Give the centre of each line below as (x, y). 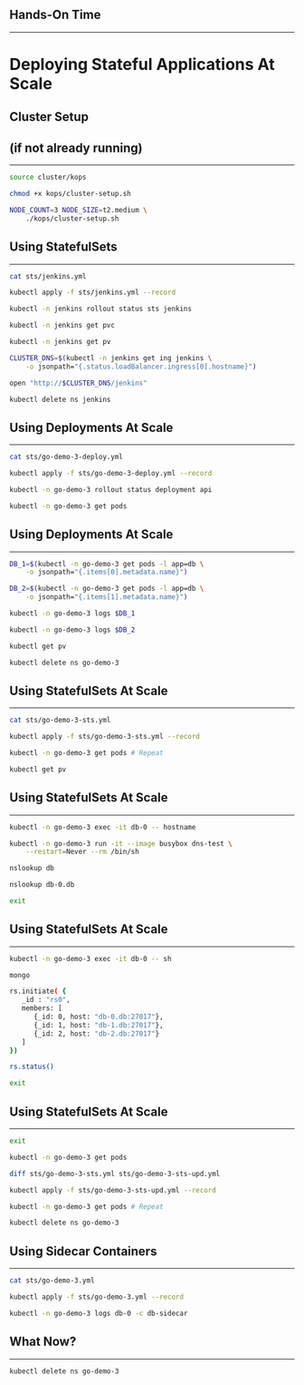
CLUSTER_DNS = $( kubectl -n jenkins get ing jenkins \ (111, 358)
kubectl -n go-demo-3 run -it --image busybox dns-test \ (121, 843)
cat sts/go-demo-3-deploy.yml (66, 457)
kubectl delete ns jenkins (60, 399)
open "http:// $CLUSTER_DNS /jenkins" (78, 383)
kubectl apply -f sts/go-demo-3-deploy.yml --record (111, 474)
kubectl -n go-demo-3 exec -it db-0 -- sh (90, 958)
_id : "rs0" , (46, 1000)
